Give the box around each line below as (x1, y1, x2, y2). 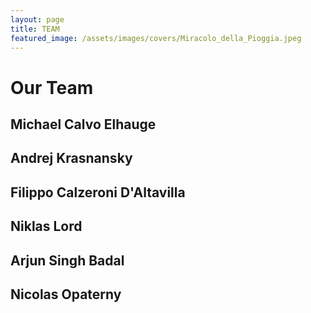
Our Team (10, 76, 94, 99)
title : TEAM (10, 24, 60, 34)
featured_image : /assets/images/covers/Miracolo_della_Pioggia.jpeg (10, 33, 302, 43)
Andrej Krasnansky (10, 150, 133, 167)
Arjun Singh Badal (10, 252, 125, 269)
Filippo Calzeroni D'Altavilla (10, 184, 186, 201)
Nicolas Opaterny (10, 286, 122, 303)
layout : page (10, 14, 65, 25)
